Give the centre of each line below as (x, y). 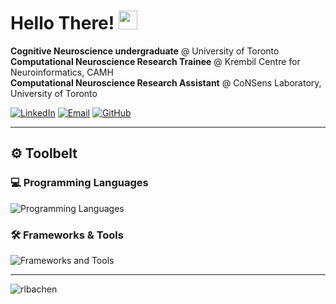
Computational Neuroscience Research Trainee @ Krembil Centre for (155, 61)
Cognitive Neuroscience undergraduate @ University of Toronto (145, 51)
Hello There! (62, 23)
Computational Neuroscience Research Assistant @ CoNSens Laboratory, (166, 82)
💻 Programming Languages (79, 183)
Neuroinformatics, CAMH (62, 72)
